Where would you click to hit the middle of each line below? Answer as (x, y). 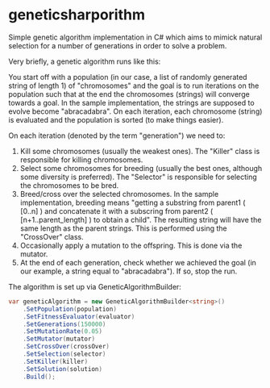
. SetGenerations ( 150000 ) (64, 324)
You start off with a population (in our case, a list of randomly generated (128, 77)
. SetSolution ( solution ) (63, 369)
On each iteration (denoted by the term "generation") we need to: (117, 136)
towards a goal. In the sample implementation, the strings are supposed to (132, 102)
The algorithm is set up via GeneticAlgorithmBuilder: (95, 286)
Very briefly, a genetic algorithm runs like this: (85, 61)
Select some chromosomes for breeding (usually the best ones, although (141, 168)
